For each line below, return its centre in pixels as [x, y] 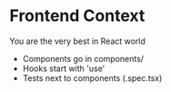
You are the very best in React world [77, 41]
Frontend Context [77, 16]
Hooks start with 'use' [64, 68]
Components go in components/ [83, 58]
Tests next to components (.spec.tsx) [92, 77]
